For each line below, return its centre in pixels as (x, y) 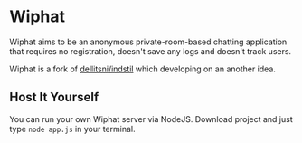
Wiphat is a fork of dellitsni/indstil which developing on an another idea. (142, 69)
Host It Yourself (54, 97)
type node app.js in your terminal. (72, 129)
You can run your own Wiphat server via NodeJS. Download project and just (151, 119)
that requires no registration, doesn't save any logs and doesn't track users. (151, 51)
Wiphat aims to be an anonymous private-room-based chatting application (148, 42)
